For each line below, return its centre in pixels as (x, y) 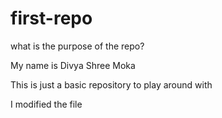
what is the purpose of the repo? (77, 46)
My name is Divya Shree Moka (73, 65)
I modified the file (46, 104)
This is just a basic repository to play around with (111, 84)
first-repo (51, 18)
